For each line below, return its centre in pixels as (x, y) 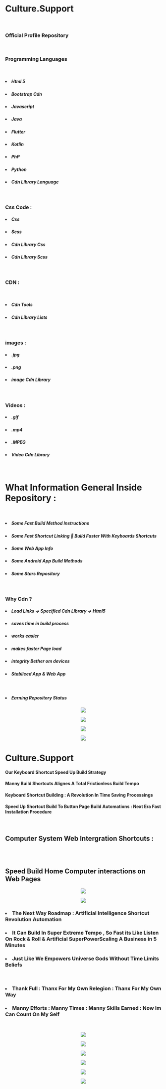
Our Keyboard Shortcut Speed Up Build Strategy (56, 772)
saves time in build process (40, 624)
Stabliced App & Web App (39, 674)
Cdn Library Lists (30, 317)
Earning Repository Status (39, 697)
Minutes (15, 945)
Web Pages (23, 879)
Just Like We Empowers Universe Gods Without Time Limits (86, 958)
